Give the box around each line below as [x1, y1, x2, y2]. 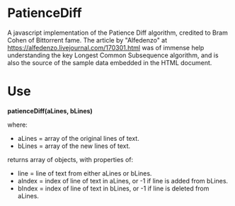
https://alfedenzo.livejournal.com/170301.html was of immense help [7, 43, 205, 52]
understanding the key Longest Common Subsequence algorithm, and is [7, 51, 219, 59]
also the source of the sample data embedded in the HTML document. [7, 58, 212, 67]
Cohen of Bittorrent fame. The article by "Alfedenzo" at [7, 35, 168, 44]
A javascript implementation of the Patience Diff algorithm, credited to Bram [7, 28, 228, 37]
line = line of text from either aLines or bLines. [17, 168, 152, 178]
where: [7, 120, 28, 129]
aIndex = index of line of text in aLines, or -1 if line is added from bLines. [17, 176, 229, 185]
